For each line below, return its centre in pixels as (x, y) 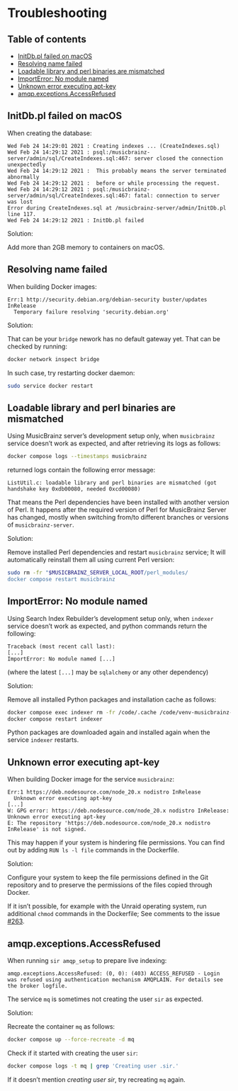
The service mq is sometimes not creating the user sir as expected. (105, 999)
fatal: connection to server (177, 195)
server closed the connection (178, 158)
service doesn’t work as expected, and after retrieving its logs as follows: (114, 443)
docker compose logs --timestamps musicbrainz (77, 457)
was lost (20, 202)
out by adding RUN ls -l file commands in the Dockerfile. (93, 850)
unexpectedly (27, 164)
